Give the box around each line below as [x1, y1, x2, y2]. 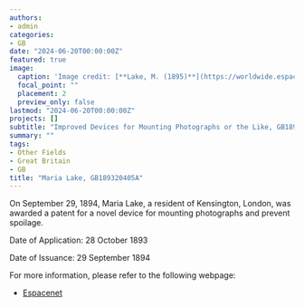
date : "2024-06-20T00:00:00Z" [9, 47, 124, 56]
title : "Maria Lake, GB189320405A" [9, 173, 144, 182]
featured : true [9, 55, 67, 64]
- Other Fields [9, 148, 67, 157]
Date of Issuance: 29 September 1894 [9, 253, 151, 264]
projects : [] [9, 114, 59, 123]
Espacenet [22, 287, 63, 299]
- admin [9, 22, 39, 31]
